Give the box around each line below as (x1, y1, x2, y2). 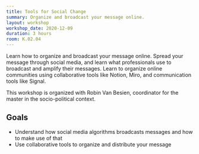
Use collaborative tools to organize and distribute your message (14, 140, 172, 148)
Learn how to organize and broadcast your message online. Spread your (6, 53, 184, 59)
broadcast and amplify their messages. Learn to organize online (6, 65, 162, 72)
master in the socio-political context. (6, 95, 96, 102)
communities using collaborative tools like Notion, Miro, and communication (6, 72, 192, 78)
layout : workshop (6, 20, 49, 25)
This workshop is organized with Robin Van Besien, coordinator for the (6, 89, 179, 96)
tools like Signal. (6, 78, 46, 85)
